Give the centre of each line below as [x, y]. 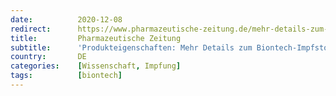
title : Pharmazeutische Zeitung [96, 38]
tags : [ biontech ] [66, 76]
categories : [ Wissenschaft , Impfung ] [96, 66]
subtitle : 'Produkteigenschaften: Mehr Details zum [131, 47]
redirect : [31, 29]
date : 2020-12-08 [66, 19]
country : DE [48, 57]
